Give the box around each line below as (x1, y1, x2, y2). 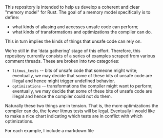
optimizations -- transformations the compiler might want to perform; (12, 83, 153, 89)
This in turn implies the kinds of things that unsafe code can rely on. (5, 38, 142, 44)
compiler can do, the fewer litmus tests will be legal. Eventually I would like (5, 108, 155, 114)
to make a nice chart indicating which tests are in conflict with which (5, 113, 143, 119)
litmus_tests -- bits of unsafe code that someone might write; (12, 68, 138, 73)
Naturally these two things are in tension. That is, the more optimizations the (5, 103, 159, 108)
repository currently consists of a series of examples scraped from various (5, 53, 155, 59)
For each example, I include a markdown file (5, 128, 94, 133)
